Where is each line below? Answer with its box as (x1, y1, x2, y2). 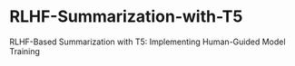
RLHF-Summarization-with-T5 (9, 6, 243, 27)
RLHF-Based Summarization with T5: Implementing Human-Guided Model (9, 36, 286, 47)
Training (9, 45, 41, 56)
